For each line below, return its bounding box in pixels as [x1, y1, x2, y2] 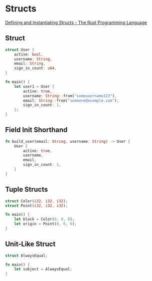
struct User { [5, 47, 35, 52]
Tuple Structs [5, 185, 48, 194]
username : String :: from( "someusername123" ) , [23, 93, 117, 98]
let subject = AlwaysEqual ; [14, 267, 72, 272]
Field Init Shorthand [5, 126, 68, 134]
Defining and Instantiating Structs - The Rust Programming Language [5, 19, 147, 25]
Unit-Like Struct [5, 240, 56, 249]
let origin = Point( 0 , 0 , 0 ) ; [14, 222, 77, 227]
